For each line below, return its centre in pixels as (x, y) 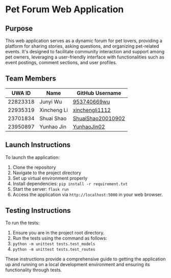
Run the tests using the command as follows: (60, 238)
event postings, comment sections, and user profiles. (61, 62)
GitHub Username (99, 93)
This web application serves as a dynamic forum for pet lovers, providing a (84, 41)
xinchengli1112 (92, 110)
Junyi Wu (51, 102)
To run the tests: (22, 223)
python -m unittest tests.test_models (54, 244)
